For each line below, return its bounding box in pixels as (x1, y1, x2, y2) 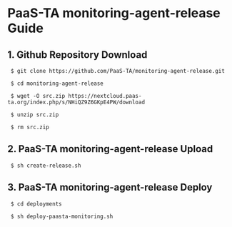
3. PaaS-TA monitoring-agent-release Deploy (7, 181, 213, 193)
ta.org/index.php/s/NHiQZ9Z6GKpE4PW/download (7, 99, 145, 106)
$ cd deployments (10, 200, 62, 208)
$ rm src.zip (10, 123, 50, 131)
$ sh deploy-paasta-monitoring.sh (10, 213, 114, 220)
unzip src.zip (16, 111, 59, 118)
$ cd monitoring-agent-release (10, 80, 104, 87)
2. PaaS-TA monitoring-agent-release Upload (7, 143, 213, 155)
